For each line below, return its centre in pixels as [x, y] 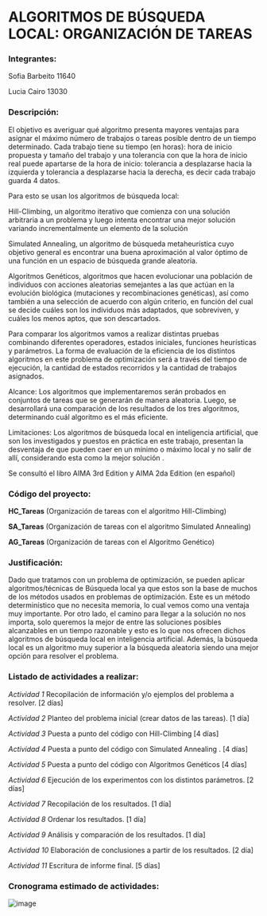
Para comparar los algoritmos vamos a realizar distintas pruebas [114, 334]
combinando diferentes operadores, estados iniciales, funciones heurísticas [132, 342]
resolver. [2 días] [36, 703]
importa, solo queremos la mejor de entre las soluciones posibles [115, 622]
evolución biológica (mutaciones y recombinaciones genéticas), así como [128, 293]
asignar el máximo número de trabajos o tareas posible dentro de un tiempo [132, 138]
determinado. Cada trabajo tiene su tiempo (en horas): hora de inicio [120, 147]
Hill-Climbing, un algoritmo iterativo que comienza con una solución [119, 211]
